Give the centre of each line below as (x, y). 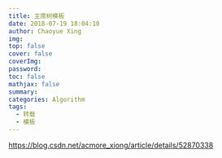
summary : (23, 92)
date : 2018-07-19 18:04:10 (54, 24)
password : (25, 69)
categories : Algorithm (47, 99)
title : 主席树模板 (37, 16)
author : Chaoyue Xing (45, 31)
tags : (17, 107)
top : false (27, 46)
